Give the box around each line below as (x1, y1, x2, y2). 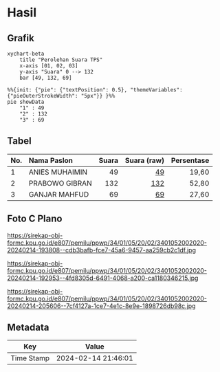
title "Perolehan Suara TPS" (19, 56, 103, 63)
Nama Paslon (28, 155, 74, 165)
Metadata (7, 322, 49, 333)
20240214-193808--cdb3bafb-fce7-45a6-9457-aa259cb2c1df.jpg (7, 245, 197, 254)
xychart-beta (7, 50, 45, 57)
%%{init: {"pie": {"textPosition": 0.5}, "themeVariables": (7, 87, 184, 94)
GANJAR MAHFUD (28, 189, 89, 199)
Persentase (170, 155, 210, 165)
